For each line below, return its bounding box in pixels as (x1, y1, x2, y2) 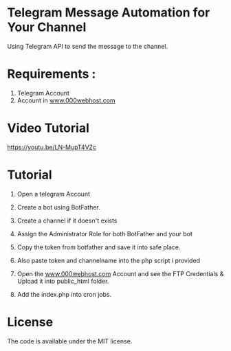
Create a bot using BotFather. (16, 203, 101, 211)
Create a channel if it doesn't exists (16, 216, 118, 225)
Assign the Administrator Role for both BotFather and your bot (16, 229, 192, 238)
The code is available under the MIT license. (7, 337, 133, 345)
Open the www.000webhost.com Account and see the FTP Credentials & (16, 269, 224, 278)
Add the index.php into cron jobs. (16, 290, 112, 298)
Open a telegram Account (16, 190, 91, 198)
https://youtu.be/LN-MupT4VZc (7, 143, 97, 151)
